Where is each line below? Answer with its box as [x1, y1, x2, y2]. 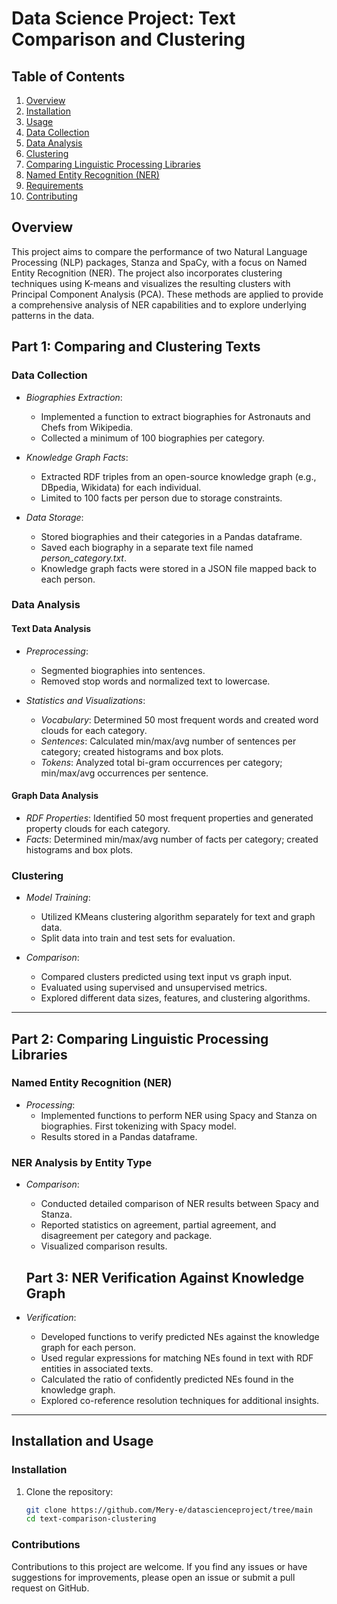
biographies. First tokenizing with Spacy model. [40, 1120, 237, 1132]
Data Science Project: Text [11, 7, 236, 30]
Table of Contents [11, 68, 126, 85]
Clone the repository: [25, 1485, 114, 1497]
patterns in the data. [11, 309, 95, 321]
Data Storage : [25, 511, 84, 523]
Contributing [25, 190, 78, 202]
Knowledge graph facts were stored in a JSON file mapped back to [40, 562, 317, 574]
